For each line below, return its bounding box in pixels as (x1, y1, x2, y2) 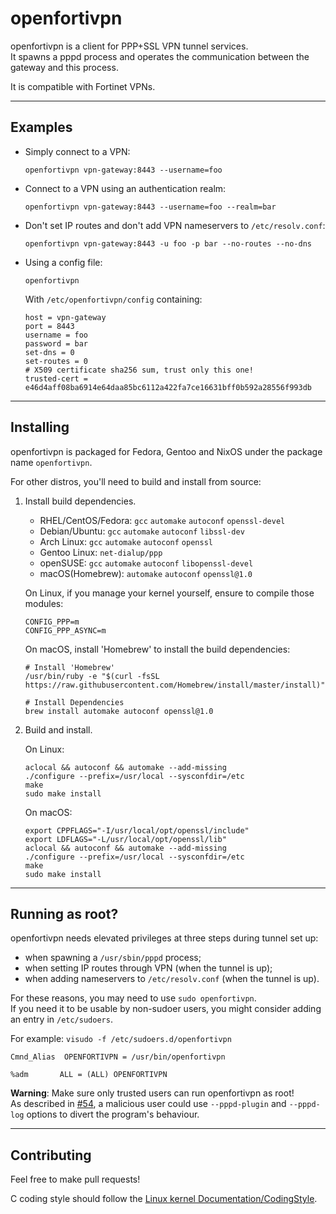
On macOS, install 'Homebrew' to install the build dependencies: (24, 643, 291, 655)
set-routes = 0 (24, 356, 89, 366)
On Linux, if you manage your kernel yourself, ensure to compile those (24, 587, 315, 599)
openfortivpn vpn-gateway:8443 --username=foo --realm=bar (24, 202, 277, 212)
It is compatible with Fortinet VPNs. (10, 80, 156, 92)
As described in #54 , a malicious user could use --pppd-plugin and (10, 1098, 287, 1110)
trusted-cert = (24, 373, 89, 384)
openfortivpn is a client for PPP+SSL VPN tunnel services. (10, 40, 249, 52)
